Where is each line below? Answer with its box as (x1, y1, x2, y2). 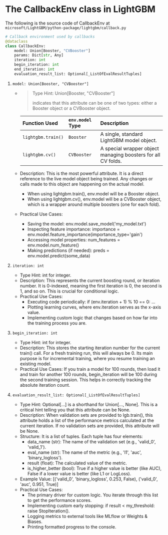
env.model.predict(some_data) (27, 252, 90, 258)
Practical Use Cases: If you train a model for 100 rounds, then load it (19, 366, 160, 372)
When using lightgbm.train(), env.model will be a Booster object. (27, 190, 160, 196)
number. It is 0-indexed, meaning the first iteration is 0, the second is (19, 283, 162, 289)
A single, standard (100, 130, 143, 137)
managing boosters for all (100, 151, 160, 158)
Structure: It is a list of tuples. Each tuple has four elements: (19, 433, 143, 439)
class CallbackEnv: (5, 44, 46, 49)
